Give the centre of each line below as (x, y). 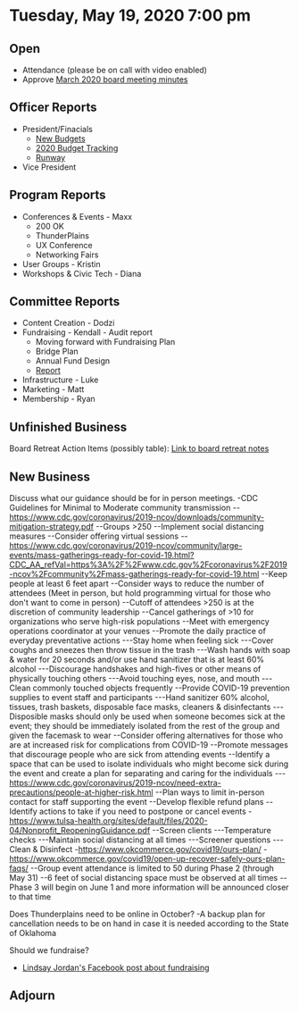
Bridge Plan (57, 351)
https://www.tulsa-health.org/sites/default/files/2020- (108, 821)
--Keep (274, 574)
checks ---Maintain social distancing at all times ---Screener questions (140, 840)
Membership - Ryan (58, 399)
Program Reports (58, 195)
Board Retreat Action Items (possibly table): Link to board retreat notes (139, 448)
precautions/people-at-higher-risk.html (81, 792)
